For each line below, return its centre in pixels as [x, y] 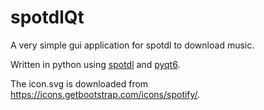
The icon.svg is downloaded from [79, 83]
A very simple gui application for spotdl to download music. [132, 45]
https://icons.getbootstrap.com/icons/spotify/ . [105, 94]
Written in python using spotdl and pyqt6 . [95, 64]
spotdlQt [47, 17]
